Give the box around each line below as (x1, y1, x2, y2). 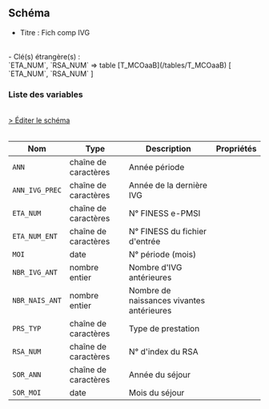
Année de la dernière (128, 180, 208, 191)
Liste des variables (8, 88, 83, 99)
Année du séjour (128, 369, 191, 380)
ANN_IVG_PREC (12, 186, 62, 195)
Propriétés (215, 144, 257, 155)
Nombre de (128, 285, 171, 296)
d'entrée (128, 236, 161, 247)
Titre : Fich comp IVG (19, 27, 90, 37)
